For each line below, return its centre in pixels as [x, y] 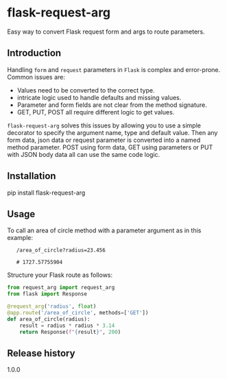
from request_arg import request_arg [61, 288]
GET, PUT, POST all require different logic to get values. [96, 112]
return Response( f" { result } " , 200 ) [70, 332]
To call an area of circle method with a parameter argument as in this [104, 230]
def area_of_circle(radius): [49, 319]
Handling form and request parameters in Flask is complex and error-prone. [114, 69]
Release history [41, 353]
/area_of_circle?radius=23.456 [61, 250]
